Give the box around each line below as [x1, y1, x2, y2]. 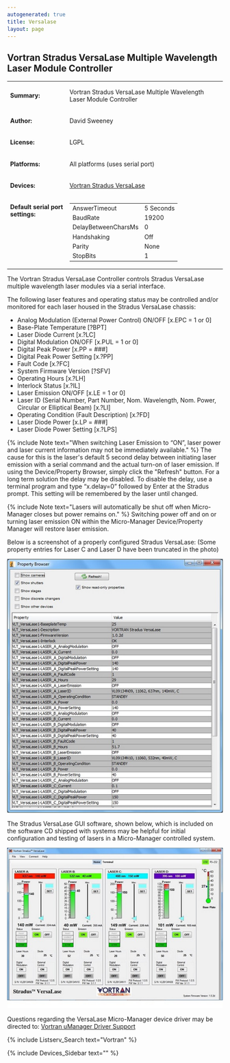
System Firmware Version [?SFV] [16, 367, 111, 375]
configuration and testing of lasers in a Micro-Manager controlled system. [7, 834, 216, 843]
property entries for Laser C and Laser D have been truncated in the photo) [7, 545, 219, 553]
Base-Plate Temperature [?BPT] [16, 323, 107, 332]
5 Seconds [144, 204, 175, 212]
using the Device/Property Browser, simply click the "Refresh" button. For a [7, 468, 220, 476]
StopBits [72, 252, 97, 260]
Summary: [10, 91, 40, 99]
